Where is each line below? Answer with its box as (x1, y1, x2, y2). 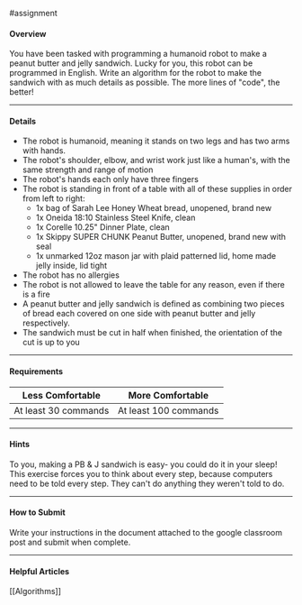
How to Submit (9, 507, 66, 518)
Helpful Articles (9, 565, 70, 576)
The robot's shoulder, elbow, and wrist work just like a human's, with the (22, 155, 290, 166)
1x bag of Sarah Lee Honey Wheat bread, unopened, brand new (35, 203, 272, 214)
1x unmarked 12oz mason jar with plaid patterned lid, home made (35, 251, 277, 261)
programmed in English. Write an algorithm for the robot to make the (9, 68, 262, 78)
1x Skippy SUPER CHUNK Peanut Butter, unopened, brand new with (35, 232, 286, 243)
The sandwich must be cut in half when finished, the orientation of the (22, 327, 283, 338)
